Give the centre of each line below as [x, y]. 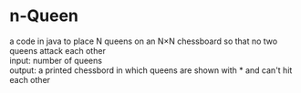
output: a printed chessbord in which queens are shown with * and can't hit [151, 70]
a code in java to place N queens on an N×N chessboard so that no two [144, 41]
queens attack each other [58, 50]
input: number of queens [56, 60]
